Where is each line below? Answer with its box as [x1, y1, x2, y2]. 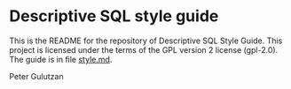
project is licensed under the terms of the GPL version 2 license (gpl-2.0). [9, 44, 279, 55]
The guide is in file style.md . [9, 54, 113, 64]
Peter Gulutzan [9, 70, 64, 81]
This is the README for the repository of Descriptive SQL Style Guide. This [9, 35, 283, 46]
